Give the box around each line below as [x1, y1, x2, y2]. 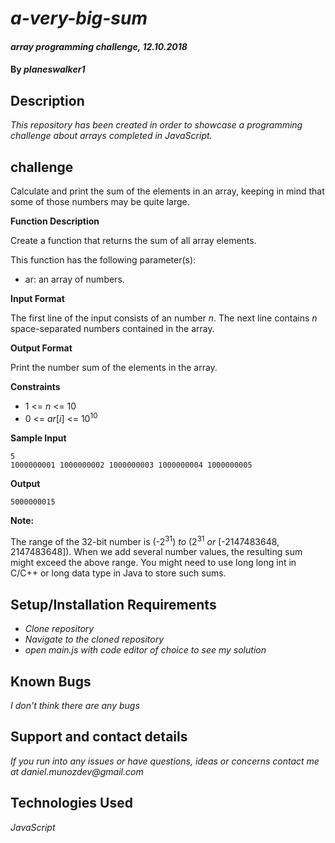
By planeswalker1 [10, 63, 86, 76]
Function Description [10, 215, 100, 227]
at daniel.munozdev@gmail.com [10, 765, 144, 777]
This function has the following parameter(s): [10, 254, 197, 266]
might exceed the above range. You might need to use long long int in [10, 557, 297, 569]
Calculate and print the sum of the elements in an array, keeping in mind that [10, 185, 325, 197]
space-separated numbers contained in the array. [10, 323, 215, 334]
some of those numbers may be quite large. [10, 196, 190, 207]
